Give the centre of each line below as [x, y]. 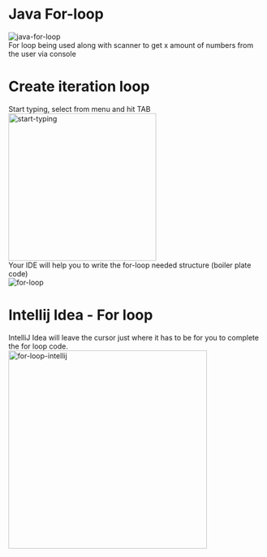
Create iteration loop [79, 87]
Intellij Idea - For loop [81, 315]
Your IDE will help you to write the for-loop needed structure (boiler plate [130, 265]
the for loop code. [39, 346]
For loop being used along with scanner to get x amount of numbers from [131, 45]
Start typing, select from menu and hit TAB [80, 109]
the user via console [43, 54]
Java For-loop [56, 14]
